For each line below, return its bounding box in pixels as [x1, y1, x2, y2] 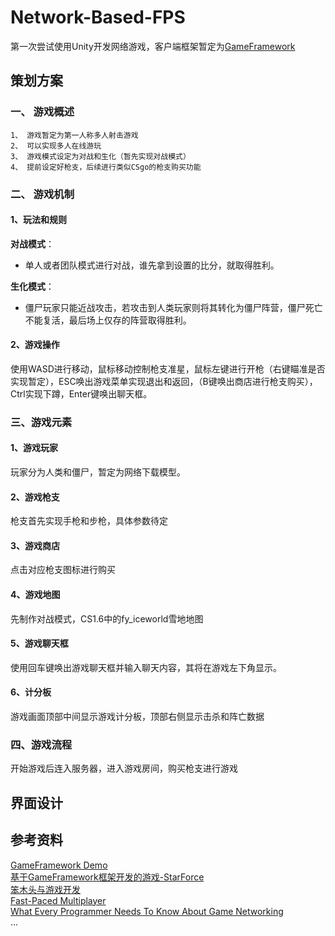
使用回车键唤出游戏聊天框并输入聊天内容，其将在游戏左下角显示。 [10, 661, 282, 673]
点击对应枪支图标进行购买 [10, 564, 116, 576]
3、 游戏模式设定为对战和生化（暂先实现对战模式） [10, 151, 191, 161]
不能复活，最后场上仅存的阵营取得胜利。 [24, 314, 192, 326]
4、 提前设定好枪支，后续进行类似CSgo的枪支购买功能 [10, 162, 202, 172]
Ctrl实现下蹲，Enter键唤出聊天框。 [10, 387, 153, 400]
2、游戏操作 [10, 339, 60, 351]
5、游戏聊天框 [10, 637, 69, 650]
